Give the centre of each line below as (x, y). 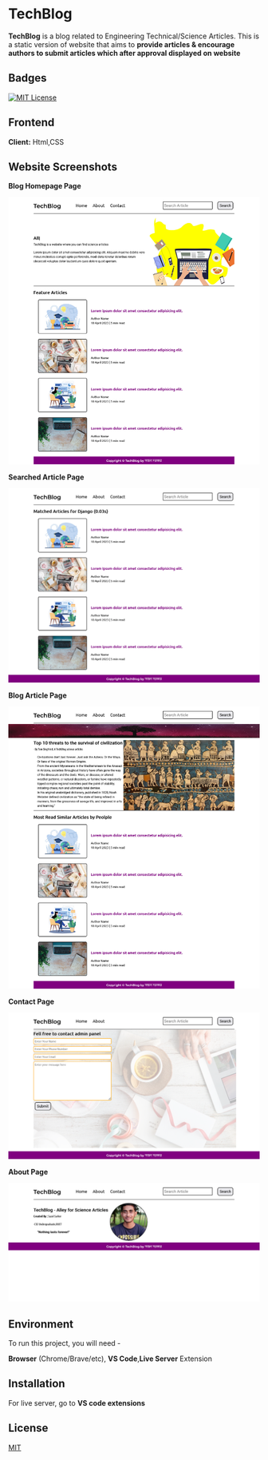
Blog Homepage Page (45, 186)
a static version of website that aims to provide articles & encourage (122, 44)
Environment (41, 1324)
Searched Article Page (46, 477)
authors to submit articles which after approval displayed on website (124, 53)
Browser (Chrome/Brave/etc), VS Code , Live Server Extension (110, 1359)
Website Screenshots (63, 167)
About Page (28, 1172)
